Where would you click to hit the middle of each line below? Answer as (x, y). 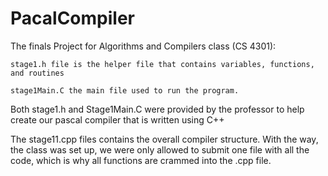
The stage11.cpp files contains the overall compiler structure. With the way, (164, 139)
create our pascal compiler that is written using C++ (117, 119)
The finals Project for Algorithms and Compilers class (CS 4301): (143, 46)
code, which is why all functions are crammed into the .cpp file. (141, 160)
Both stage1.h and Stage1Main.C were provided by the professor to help (157, 109)
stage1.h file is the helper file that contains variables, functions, (162, 64)
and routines (37, 73)
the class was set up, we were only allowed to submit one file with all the (160, 149)
